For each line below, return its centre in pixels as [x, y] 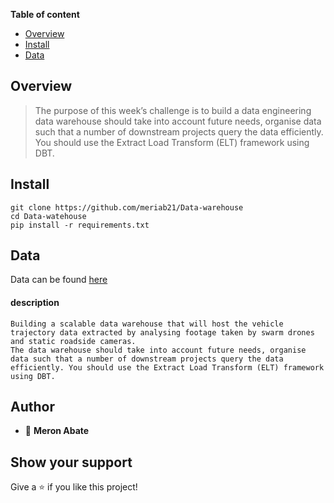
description [35, 303]
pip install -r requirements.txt [80, 225]
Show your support [71, 462]
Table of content [45, 14]
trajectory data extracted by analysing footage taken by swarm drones [162, 332]
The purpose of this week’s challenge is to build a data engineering [173, 110]
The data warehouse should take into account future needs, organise [158, 350]
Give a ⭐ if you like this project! [74, 487]
